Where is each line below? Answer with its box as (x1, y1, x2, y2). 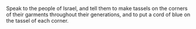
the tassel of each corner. (6, 17, 69, 24)
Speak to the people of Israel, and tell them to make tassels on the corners (6, 5, 188, 12)
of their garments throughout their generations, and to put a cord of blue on (6, 11, 191, 18)
